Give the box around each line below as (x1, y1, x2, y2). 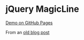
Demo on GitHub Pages (5, 20, 53, 26)
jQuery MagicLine (5, 3, 80, 15)
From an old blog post (5, 29, 50, 35)
